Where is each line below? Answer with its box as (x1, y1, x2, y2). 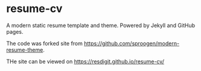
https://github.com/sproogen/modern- (83, 40, 180, 47)
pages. (6, 28, 24, 35)
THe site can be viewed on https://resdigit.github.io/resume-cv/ (6, 58, 165, 65)
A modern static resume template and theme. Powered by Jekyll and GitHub (6, 22, 196, 29)
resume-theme (6, 46, 43, 53)
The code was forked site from (6, 40, 83, 47)
